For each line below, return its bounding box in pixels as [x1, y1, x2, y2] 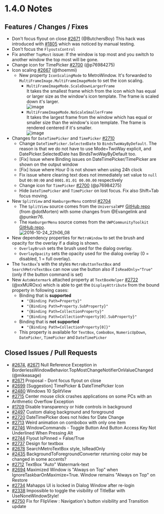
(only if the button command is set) [11, 272, 83, 277]
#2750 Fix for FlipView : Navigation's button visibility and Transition [11, 498, 149, 504]
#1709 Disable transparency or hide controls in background [11, 404, 132, 409]
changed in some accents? [11, 456, 67, 462]
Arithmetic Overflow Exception [11, 398, 74, 404]
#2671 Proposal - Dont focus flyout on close [11, 377, 101, 383]
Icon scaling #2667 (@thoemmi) [11, 67, 77, 73]
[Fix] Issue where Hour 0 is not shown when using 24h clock [19, 167, 142, 173]
